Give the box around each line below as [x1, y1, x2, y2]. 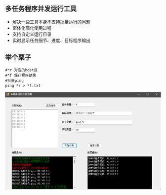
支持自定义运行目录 [12, 31, 52, 37]
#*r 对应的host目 [5, 67, 38, 73]
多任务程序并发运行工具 [5, 4, 77, 13]
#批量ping [5, 78, 24, 83]
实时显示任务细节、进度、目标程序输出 [12, 37, 90, 43]
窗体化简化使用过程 [12, 25, 52, 31]
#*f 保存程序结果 [5, 73, 36, 78]
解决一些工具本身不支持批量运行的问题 [12, 19, 90, 25]
